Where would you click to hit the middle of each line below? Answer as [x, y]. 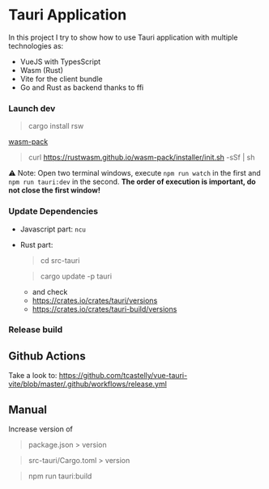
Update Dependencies [53, 211]
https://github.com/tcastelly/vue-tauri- [123, 376]
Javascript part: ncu [53, 229]
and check [50, 291]
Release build [36, 330]
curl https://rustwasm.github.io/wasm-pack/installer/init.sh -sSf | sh [141, 157]
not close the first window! [55, 190]
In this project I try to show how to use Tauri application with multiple [123, 37]
